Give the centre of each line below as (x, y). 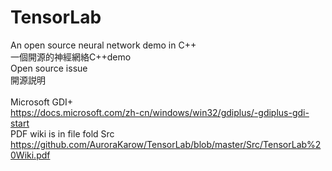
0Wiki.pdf (30, 155)
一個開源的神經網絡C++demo (71, 57)
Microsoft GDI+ (42, 102)
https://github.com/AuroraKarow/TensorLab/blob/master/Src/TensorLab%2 (166, 144)
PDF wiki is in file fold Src (62, 133)
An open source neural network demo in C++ (103, 45)
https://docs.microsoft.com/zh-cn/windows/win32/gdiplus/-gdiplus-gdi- (160, 112)
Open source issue (49, 68)
